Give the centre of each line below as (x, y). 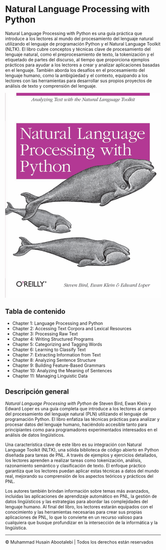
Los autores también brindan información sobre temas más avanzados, (77, 491)
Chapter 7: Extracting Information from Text (57, 355)
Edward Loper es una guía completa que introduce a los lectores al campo (81, 409)
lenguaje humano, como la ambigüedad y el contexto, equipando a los (77, 75)
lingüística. (16, 528)
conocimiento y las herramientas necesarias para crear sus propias (74, 512)
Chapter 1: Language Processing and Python (58, 323)
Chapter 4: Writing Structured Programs (53, 339)
